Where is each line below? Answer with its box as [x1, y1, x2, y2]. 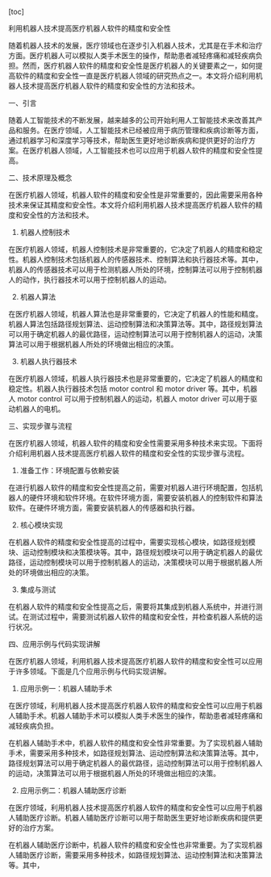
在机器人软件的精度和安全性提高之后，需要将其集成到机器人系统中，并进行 [8, 602, 256, 611]
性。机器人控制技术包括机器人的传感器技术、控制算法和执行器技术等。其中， [8, 254, 263, 264]
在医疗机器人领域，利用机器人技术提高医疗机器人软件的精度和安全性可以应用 [8, 657, 263, 665]
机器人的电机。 [15, 404, 65, 413]
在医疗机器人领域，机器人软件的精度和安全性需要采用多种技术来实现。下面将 [8, 438, 263, 447]
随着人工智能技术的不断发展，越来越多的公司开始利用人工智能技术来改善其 [8, 115, 256, 124]
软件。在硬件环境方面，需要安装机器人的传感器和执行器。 [8, 503, 199, 512]
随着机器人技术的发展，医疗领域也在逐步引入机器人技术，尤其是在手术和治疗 [8, 40, 263, 50]
